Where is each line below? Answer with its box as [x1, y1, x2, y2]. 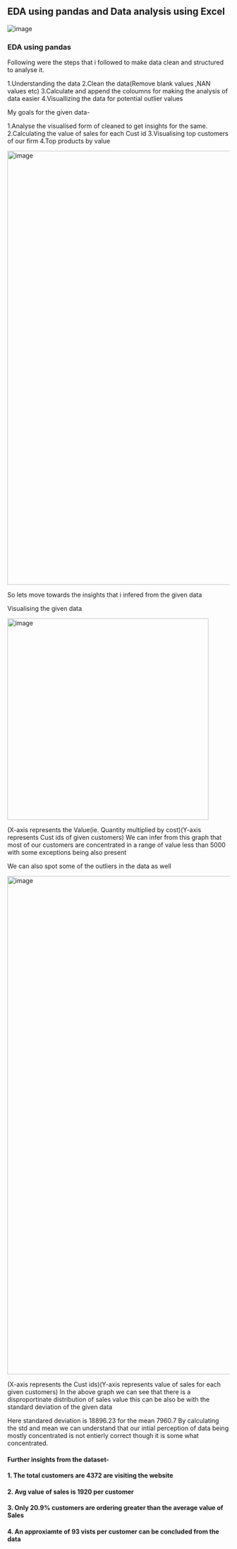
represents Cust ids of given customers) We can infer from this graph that [7, 834, 222, 842]
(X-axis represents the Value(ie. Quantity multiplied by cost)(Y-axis [7, 826, 202, 834]
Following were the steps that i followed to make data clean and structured [7, 58, 224, 66]
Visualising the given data [7, 604, 83, 613]
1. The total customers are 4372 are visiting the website [7, 1471, 174, 1480]
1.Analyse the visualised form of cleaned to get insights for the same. [7, 122, 208, 130]
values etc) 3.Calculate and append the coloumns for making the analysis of [7, 87, 228, 95]
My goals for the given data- [7, 108, 90, 117]
